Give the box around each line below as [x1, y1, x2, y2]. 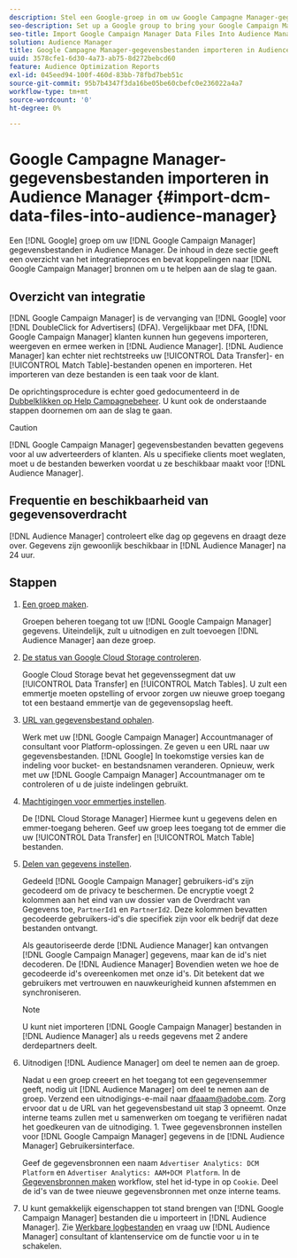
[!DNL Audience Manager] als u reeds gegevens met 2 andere [21, 1030, 248, 1041]
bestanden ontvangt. [21, 922, 99, 933]
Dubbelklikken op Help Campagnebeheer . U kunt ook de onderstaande [9, 396, 267, 406]
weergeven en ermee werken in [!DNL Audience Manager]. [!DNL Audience [9, 341, 284, 351]
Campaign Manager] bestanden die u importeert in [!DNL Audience [21, 1212, 267, 1223]
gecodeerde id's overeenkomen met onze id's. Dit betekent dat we [21, 967, 265, 979]
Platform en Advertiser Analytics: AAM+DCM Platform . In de [21, 1167, 241, 1177]
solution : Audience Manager [9, 37, 113, 47]
